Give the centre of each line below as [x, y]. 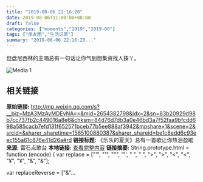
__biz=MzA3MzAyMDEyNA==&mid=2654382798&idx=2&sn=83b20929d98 [101, 113]
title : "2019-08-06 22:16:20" [45, 12]
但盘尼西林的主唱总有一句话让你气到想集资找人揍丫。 [73, 58]
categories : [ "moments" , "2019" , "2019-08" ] [61, 29]
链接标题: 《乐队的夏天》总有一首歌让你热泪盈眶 [133, 140]
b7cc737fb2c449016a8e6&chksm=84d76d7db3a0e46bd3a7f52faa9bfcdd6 [101, 120]
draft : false [23, 23]
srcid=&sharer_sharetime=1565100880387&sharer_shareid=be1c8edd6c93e [101, 133]
